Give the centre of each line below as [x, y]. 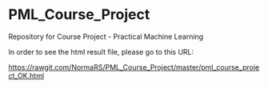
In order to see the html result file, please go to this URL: [101, 52]
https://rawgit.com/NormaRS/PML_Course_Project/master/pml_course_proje [134, 67]
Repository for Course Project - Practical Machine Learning [106, 36]
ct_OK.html [26, 75]
